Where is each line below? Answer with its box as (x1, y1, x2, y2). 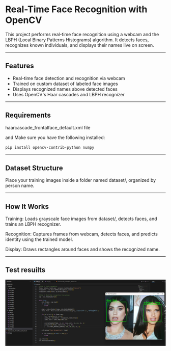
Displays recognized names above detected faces (12, 86, 118, 92)
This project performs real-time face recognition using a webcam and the (5, 31, 159, 37)
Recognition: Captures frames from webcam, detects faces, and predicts (5, 231, 158, 237)
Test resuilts (5, 266, 46, 275)
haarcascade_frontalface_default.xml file (5, 124, 91, 130)
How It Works (5, 202, 49, 211)
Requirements (5, 111, 51, 120)
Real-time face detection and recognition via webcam (12, 75, 126, 81)
